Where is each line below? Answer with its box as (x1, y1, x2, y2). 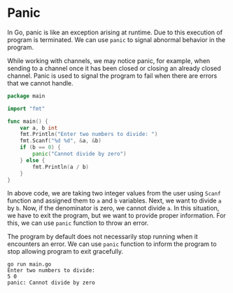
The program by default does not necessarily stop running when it (7, 233, 198, 241)
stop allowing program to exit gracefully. (7, 247, 124, 256)
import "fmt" (7, 105, 45, 112)
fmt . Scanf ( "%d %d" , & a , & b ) (20, 137, 101, 144)
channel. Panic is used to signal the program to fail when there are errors (7, 71, 218, 80)
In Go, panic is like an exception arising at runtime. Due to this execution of (7, 28, 223, 36)
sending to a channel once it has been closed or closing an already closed (7, 64, 222, 72)
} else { (20, 156, 45, 164)
